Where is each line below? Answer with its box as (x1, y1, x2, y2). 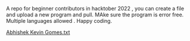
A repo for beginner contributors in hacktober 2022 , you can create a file (6, 5, 184, 12)
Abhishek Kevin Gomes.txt (6, 29, 71, 36)
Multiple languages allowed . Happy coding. (6, 18, 112, 24)
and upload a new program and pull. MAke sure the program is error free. (6, 11, 184, 18)
